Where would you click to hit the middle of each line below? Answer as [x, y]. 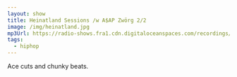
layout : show [26, 14]
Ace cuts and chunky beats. [48, 66]
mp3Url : [19, 33]
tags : [15, 40]
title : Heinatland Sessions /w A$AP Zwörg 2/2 [77, 20]
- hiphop [26, 46]
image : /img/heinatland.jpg [49, 27]
